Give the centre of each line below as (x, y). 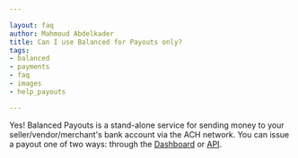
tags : (19, 50)
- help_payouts (38, 91)
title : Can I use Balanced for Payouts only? (96, 42)
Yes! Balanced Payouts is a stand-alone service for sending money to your (147, 125)
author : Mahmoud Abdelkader (62, 33)
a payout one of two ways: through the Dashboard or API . (116, 144)
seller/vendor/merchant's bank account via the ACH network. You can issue (149, 134)
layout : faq (31, 25)
